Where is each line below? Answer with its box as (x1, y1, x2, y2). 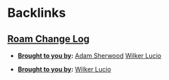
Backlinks (7, 5, 66, 21)
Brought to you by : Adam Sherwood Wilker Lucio (17, 51, 161, 60)
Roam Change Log (7, 33, 90, 45)
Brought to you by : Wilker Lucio (17, 65, 112, 73)
